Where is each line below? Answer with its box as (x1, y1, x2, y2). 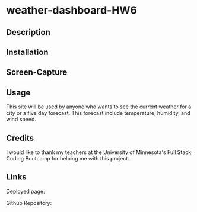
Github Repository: (6, 199, 52, 206)
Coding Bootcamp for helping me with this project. (6, 155, 129, 162)
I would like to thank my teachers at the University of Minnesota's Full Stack (6, 149, 192, 156)
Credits (6, 133, 34, 143)
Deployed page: (6, 188, 45, 195)
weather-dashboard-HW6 (6, 4, 138, 17)
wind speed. (6, 116, 37, 123)
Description (6, 27, 50, 37)
